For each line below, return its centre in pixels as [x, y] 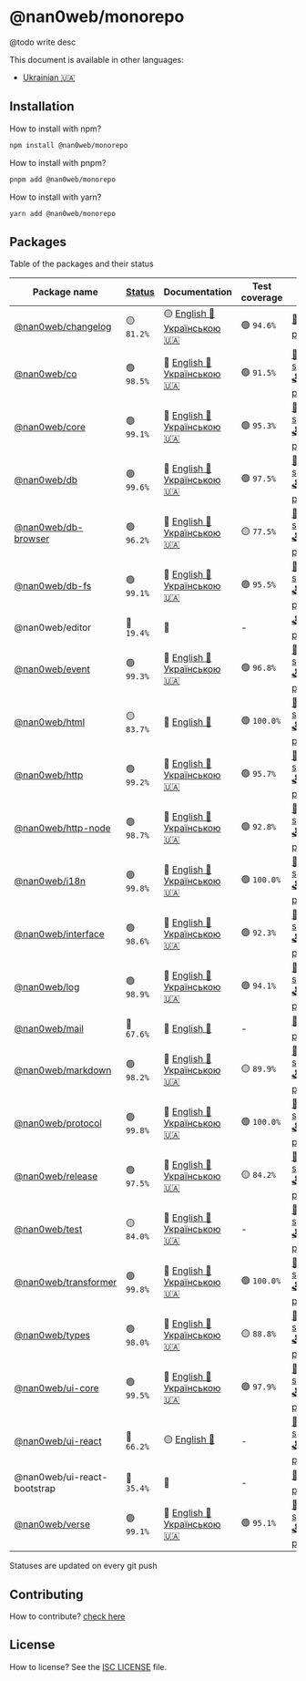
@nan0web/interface [59, 933]
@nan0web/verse [52, 1524]
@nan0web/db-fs [53, 585]
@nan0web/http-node [62, 828]
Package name [65, 292]
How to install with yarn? [56, 197]
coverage [262, 298]
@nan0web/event [52, 669]
